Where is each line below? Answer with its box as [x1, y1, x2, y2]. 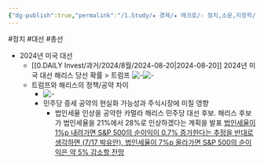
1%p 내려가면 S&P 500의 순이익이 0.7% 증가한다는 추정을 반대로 [54, 127, 254, 137]
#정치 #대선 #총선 [8, 34, 64, 43]
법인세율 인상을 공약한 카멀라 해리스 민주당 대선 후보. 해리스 [54, 108, 237, 118]
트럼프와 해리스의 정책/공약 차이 [31, 80, 129, 89]
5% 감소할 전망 [77, 147, 125, 157]
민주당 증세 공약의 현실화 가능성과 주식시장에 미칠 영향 [42, 98, 210, 108]
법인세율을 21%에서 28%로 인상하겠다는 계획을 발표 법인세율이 [63, 118, 256, 127]
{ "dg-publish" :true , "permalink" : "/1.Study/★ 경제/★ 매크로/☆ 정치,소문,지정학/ [8, 11, 256, 20]
